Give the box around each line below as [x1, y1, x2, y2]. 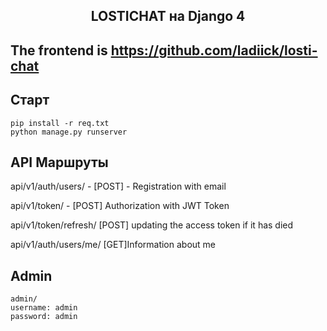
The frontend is [10, 42, 108, 59]
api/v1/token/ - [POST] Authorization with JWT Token [10, 200, 230, 212]
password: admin [10, 312, 78, 322]
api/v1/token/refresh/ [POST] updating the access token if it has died [10, 219, 294, 231]
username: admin [10, 303, 78, 313]
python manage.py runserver [10, 127, 128, 137]
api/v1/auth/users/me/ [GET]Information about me [10, 239, 217, 251]
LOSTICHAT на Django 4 [90, 8, 246, 25]
